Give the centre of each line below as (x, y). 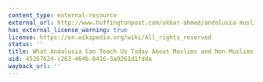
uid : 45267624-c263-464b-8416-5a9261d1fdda (80, 59)
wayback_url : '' (34, 66)
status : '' (26, 45)
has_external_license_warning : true (68, 30)
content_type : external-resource (63, 15)
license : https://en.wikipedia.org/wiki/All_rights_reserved (110, 37)
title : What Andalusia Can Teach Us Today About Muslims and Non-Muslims (131, 52)
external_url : (31, 23)
